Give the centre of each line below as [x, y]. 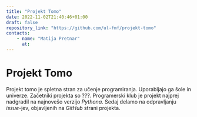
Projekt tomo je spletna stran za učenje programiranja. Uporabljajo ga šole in [99, 89]
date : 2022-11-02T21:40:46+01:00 [47, 17]
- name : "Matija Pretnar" [49, 39]
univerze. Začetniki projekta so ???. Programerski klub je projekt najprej [93, 95]
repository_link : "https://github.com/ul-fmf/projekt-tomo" [81, 28]
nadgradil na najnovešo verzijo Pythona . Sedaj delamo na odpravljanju [91, 101]
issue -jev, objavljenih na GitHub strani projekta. [63, 108]
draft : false [22, 22]
